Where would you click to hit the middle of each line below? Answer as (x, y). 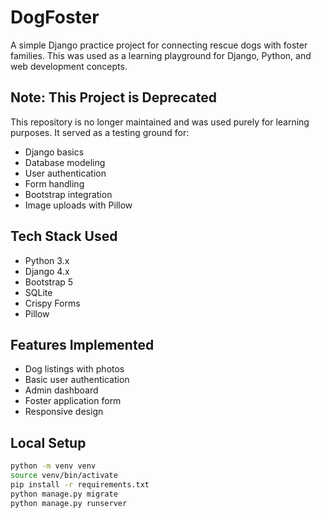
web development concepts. (69, 66)
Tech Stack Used (64, 236)
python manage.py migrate (64, 494)
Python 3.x (47, 260)
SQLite (38, 292)
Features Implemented (82, 344)
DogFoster (55, 17)
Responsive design (64, 412)
